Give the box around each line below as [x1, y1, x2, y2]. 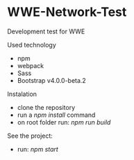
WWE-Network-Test [7, 4, 127, 20]
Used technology [7, 40, 57, 49]
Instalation [7, 90, 37, 98]
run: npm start [17, 145, 59, 153]
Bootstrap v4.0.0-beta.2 [17, 76, 87, 84]
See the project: [7, 131, 53, 140]
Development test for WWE [7, 27, 85, 35]
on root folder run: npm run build [17, 118, 111, 126]
